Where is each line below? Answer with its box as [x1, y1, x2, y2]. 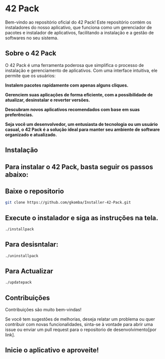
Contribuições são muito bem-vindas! [5, 307, 82, 313]
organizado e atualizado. [5, 131, 57, 138]
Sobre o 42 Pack [5, 49, 57, 58]
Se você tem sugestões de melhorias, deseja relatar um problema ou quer [5, 316, 155, 322]
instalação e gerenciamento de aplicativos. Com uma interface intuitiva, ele [5, 67, 158, 73]
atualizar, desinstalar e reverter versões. [5, 97, 90, 103]
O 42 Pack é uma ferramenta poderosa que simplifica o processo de [5, 62, 144, 68]
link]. [5, 332, 15, 338]
